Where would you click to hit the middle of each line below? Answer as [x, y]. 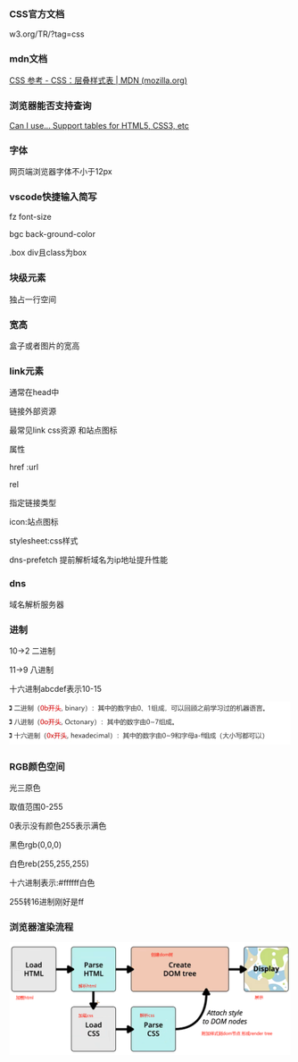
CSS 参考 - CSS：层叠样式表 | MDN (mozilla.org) [98, 80]
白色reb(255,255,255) [49, 864]
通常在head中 [34, 392]
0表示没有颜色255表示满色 [58, 825]
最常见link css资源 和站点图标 [63, 430]
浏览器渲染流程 [41, 927]
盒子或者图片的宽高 [45, 346]
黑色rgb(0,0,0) [36, 844]
